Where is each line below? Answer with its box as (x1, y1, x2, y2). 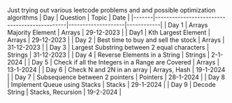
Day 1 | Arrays (167, 21, 208, 29)
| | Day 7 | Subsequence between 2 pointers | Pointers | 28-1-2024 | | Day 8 (7, 73, 226, 81)
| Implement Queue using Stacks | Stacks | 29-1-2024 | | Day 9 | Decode (7, 81, 216, 88)
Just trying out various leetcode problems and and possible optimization (7, 6, 216, 14)
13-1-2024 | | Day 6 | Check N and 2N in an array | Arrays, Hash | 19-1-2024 (7, 66, 226, 74)
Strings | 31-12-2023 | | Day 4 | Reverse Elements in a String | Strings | (7, 50, 210, 59)
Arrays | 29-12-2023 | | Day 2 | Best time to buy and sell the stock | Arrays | (7, 36, 225, 44)
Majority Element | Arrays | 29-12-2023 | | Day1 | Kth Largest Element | (7, 28, 211, 36)
